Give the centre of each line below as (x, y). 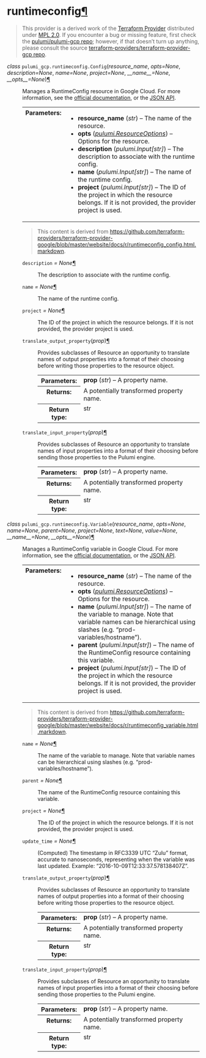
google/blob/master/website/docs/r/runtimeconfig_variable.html (118, 725)
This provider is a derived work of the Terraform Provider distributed (108, 28)
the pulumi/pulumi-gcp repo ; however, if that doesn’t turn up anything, (110, 41)
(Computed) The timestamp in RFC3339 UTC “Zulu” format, (113, 853)
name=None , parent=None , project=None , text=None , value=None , (92, 530)
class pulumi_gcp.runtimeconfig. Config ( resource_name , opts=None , (94, 66)
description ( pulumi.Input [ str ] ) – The (131, 148)
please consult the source (55, 48)
